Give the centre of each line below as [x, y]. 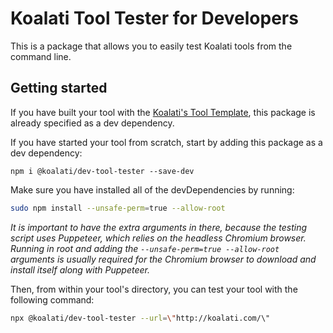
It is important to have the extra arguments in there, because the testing [158, 227]
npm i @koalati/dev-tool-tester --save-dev [102, 171]
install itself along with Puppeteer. [80, 269]
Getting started [59, 88]
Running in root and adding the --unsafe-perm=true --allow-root [145, 248]
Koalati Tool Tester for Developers [154, 18]
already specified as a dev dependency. [92, 123]
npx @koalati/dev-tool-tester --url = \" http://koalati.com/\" [140, 318]
